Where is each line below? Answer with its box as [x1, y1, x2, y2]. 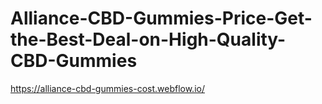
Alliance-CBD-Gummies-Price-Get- [10, 7, 313, 30]
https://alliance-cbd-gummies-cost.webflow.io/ [10, 82, 205, 94]
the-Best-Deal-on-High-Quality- [10, 28, 287, 51]
